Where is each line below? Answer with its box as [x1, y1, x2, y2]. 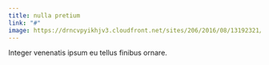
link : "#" [8, 19, 42, 27]
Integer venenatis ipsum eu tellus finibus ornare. [8, 48, 168, 58]
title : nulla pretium [8, 11, 81, 20]
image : [8, 26, 30, 34]
